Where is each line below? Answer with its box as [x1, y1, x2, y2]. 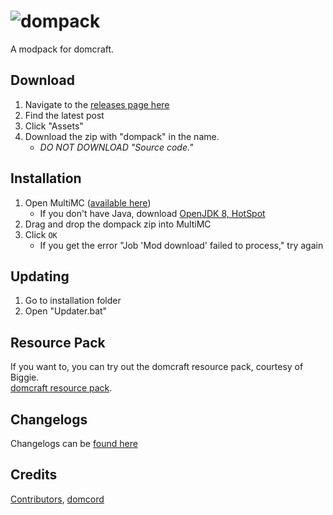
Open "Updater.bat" [24, 305, 108, 317]
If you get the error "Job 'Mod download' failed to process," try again [39, 239, 324, 251]
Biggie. [10, 371, 40, 384]
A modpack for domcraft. [10, 43, 115, 55]
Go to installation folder [24, 295, 122, 307]
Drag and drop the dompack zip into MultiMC [24, 218, 212, 230]
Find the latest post [24, 109, 105, 121]
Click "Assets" [24, 120, 84, 132]
